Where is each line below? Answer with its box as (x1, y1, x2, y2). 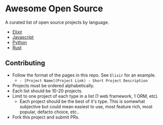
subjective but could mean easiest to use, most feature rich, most (19, 103, 153, 109)
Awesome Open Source (5, 3, 103, 14)
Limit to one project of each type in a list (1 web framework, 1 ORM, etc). (12, 93, 159, 99)
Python (12, 39, 27, 45)
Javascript (12, 34, 34, 40)
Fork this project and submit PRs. (12, 114, 80, 120)
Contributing (5, 59, 45, 67)
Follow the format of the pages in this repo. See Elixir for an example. (12, 72, 156, 78)
